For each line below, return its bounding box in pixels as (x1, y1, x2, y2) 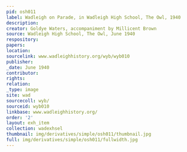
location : (6, 48, 31, 54)
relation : (6, 81, 31, 87)
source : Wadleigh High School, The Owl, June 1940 (6, 31, 135, 37)
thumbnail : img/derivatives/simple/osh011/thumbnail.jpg (6, 131, 152, 138)
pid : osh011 (6, 8, 36, 15)
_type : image (6, 87, 39, 93)
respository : (6, 37, 39, 42)
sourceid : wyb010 (6, 103, 50, 110)
